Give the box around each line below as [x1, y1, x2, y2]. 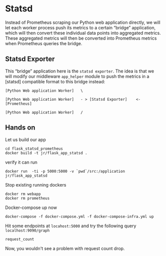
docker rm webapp [5, 192, 41, 196]
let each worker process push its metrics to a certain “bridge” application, [5, 24, 156, 30]
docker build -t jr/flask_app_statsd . [5, 150, 88, 155]
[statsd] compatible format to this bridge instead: [5, 78, 106, 84]
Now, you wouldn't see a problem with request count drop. [5, 245, 125, 251]
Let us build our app [5, 136, 46, 142]
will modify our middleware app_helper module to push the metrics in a [5, 73, 150, 79]
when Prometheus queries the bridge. [5, 40, 83, 46]
